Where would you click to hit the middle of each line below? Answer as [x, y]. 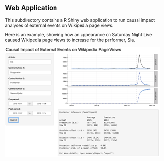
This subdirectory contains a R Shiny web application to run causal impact [80, 20]
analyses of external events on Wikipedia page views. [59, 25]
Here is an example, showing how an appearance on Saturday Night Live [79, 34]
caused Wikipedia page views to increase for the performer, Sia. [70, 40]
